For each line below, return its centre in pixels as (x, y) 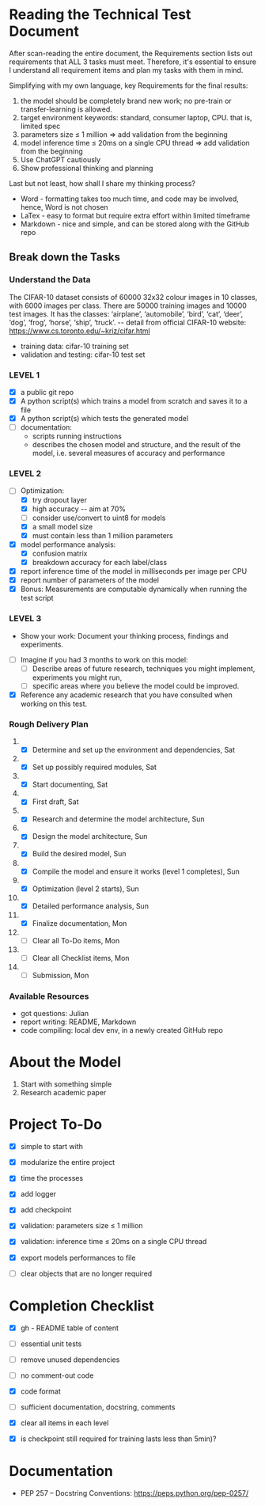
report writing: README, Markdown (78, 1022)
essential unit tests (51, 1344)
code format (41, 1391)
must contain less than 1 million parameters (102, 535)
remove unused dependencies (70, 1360)
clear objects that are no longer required (86, 1273)
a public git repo (47, 392)
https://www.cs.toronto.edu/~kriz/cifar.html (79, 331)
